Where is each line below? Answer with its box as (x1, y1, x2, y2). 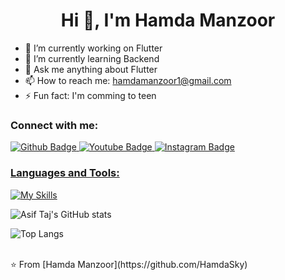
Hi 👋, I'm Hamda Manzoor (60, 9, 276, 32)
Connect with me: (10, 118, 99, 132)
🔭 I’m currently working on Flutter (24, 42, 163, 54)
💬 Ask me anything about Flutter (24, 63, 158, 75)
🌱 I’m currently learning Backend (24, 52, 160, 64)
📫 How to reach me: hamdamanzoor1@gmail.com (24, 74, 232, 86)
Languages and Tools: (10, 166, 120, 180)
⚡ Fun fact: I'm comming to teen (24, 89, 157, 101)
